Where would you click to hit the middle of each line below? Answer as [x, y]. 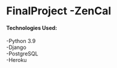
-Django [16, 47]
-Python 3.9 [21, 41]
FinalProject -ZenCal [59, 11]
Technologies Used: [32, 27]
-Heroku [16, 60]
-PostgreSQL [22, 54]
